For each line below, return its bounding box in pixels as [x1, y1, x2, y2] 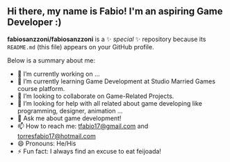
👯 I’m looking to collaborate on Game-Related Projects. [17, 92, 174, 100]
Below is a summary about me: [7, 56, 96, 65]
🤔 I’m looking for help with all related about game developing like [17, 99, 203, 107]
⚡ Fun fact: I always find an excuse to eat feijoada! [17, 147, 162, 155]
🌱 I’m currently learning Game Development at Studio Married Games [17, 76, 215, 86]
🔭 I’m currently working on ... [17, 70, 100, 78]
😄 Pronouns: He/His [17, 139, 76, 147]
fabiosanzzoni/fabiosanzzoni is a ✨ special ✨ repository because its [7, 35, 206, 43]
